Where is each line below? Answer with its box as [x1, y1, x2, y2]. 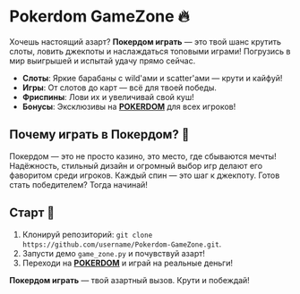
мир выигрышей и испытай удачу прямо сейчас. [9, 55, 196, 66]
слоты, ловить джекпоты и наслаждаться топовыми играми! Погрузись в [9, 46, 291, 56]
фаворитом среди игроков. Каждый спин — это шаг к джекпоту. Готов [9, 170, 280, 181]
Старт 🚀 [9, 206, 56, 221]
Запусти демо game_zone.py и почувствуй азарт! [21, 248, 206, 258]
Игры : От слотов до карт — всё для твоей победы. [21, 82, 218, 93]
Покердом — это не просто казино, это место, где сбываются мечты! [9, 150, 277, 162]
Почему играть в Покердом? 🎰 [9, 127, 190, 142]
